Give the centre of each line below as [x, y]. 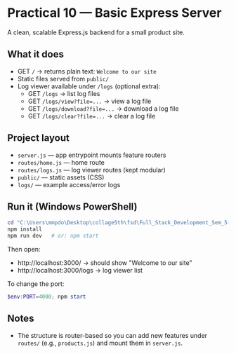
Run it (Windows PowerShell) [72, 206]
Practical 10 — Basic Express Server [114, 13]
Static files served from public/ [63, 79]
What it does [36, 54]
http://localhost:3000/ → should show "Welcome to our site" [105, 263]
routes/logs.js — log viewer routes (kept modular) [92, 170]
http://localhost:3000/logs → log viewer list [80, 270]
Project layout [39, 138]
